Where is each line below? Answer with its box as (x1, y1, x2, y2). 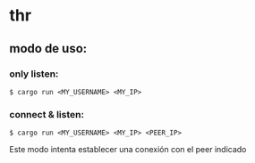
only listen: (9, 68, 59, 80)
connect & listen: (9, 108, 85, 120)
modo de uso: (9, 41, 88, 56)
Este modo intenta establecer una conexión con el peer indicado (9, 144, 247, 155)
